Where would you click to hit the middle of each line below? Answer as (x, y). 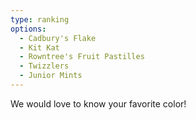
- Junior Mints (51, 76)
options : (28, 29)
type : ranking (40, 19)
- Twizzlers (44, 66)
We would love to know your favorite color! (98, 103)
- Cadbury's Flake (58, 38)
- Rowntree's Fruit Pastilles (82, 57)
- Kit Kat (39, 47)
